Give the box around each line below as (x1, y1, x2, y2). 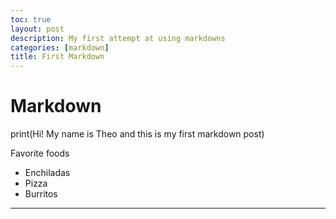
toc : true (10, 14, 52, 25)
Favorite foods (10, 147, 70, 160)
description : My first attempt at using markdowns (10, 33, 226, 43)
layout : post (10, 24, 65, 34)
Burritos (24, 188, 58, 200)
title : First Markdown (10, 52, 105, 62)
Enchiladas (24, 167, 71, 179)
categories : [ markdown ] (10, 42, 110, 53)
